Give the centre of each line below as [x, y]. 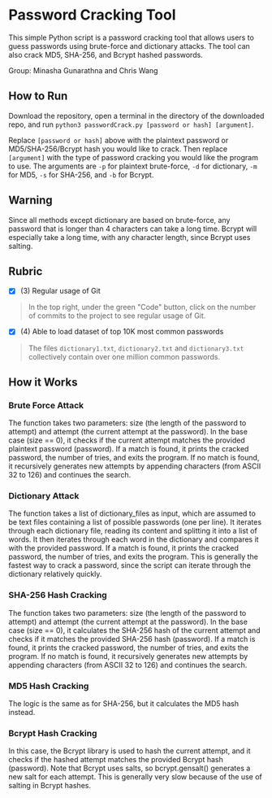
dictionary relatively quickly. [55, 574]
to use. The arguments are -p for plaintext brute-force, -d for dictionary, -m [133, 166]
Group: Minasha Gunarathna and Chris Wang [83, 70]
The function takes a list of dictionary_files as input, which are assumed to [132, 513]
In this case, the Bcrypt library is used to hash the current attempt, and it [130, 751]
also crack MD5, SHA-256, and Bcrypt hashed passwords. [106, 55]
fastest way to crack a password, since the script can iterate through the [130, 565]
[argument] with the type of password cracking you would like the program [133, 157]
